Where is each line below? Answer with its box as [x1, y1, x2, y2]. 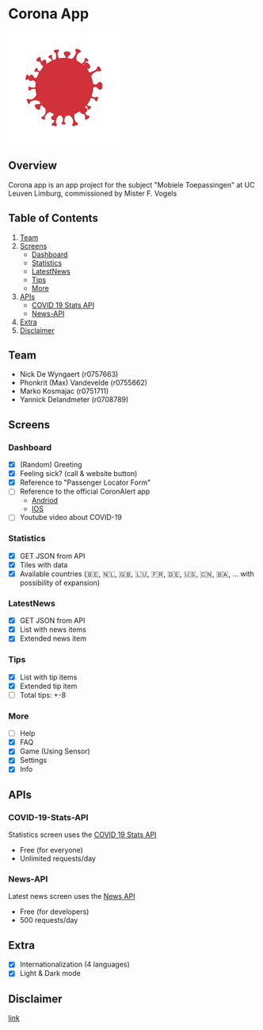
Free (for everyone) [19, 846, 83, 855]
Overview [8, 159, 58, 172]
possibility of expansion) [19, 578, 101, 587]
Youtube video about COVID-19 [19, 513, 123, 522]
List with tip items [19, 672, 78, 682]
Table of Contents [8, 211, 99, 225]
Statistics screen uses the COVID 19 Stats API [8, 830, 157, 839]
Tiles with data [19, 560, 68, 569]
